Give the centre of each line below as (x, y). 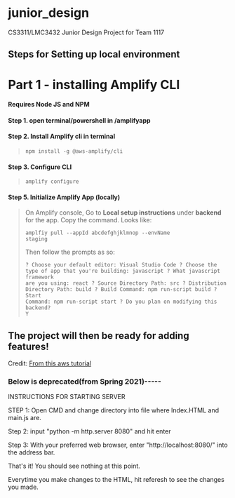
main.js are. (25, 418)
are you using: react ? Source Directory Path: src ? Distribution (126, 283)
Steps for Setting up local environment (94, 54)
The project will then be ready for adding (99, 336)
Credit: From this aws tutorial (50, 363)
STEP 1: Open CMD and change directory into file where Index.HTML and (114, 410)
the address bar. (32, 452)
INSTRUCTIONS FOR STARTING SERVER (67, 397)
